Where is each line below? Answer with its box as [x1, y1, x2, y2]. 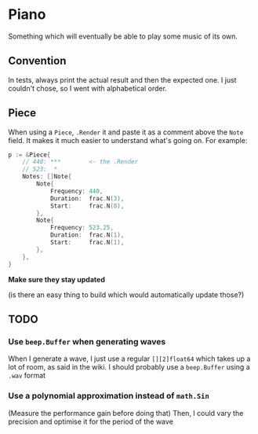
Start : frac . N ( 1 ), [49, 238, 125, 247]
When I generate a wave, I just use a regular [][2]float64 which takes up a [8, 354, 251, 363]
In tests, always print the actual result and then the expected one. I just [8, 75, 237, 84]
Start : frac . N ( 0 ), [49, 202, 125, 210]
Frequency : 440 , [49, 187, 104, 195]
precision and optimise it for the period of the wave [8, 417, 174, 426]
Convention [8, 54, 67, 68]
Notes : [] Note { [22, 173, 72, 181]
